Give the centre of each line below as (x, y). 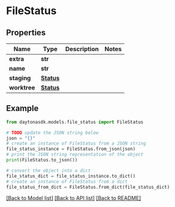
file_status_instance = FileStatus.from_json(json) (71, 149)
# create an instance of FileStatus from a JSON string (76, 143)
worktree (22, 88)
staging (20, 78)
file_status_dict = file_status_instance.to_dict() (71, 176)
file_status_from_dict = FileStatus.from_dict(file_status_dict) (88, 187)
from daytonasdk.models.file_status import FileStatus (75, 122)
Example (22, 108)
